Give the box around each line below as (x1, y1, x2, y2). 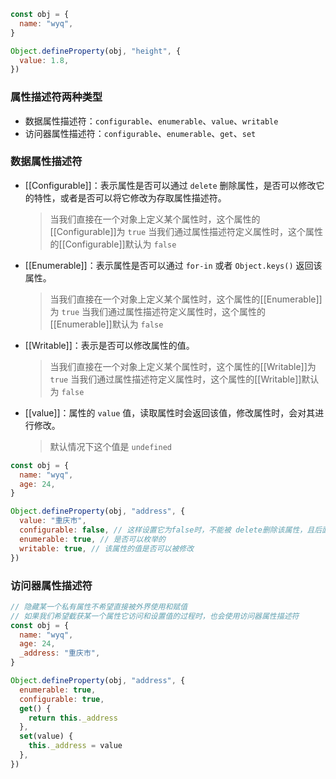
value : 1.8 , (19, 55, 70, 65)
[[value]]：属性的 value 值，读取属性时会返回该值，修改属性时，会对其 (24, 406, 316, 419)
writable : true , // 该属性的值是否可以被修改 (19, 543, 195, 554)
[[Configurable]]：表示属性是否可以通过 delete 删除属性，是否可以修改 (24, 179, 317, 191)
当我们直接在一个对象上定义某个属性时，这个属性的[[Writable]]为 (49, 360, 317, 372)
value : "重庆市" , (19, 516, 87, 526)
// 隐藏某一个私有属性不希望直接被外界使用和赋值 (10, 601, 188, 612)
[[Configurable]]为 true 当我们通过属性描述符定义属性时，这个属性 (49, 225, 324, 237)
